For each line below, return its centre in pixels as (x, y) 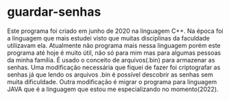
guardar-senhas (54, 12)
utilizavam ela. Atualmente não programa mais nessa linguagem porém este (114, 45)
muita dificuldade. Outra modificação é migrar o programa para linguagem (112, 82)
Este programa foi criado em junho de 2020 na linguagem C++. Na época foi (115, 31)
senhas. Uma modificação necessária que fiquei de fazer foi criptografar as (114, 67)
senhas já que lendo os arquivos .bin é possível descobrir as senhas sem (110, 74)
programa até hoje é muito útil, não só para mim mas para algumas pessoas (114, 53)
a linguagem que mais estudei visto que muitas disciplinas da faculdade (109, 38)
